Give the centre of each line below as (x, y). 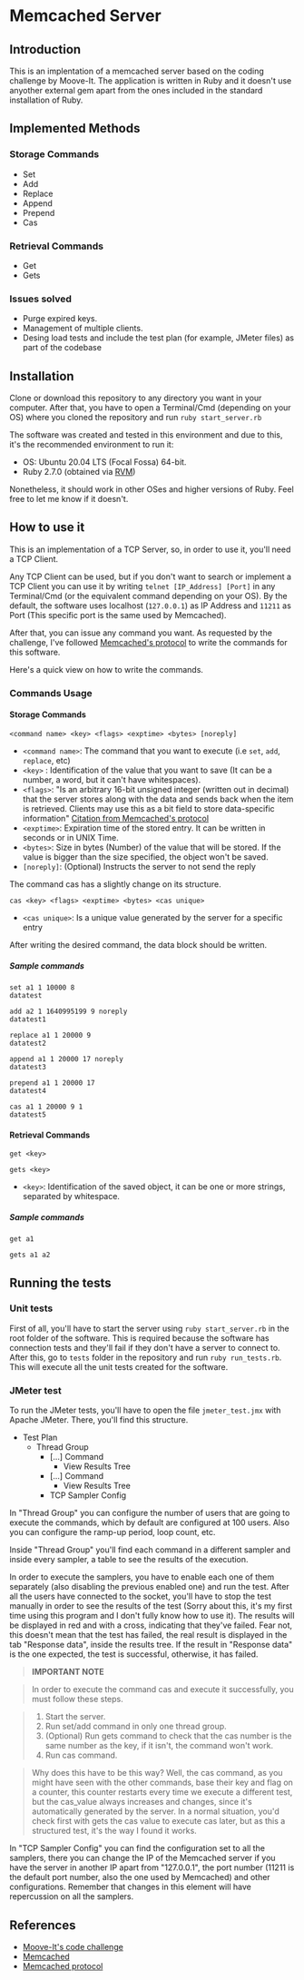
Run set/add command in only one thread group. (136, 1727)
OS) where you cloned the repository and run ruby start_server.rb (136, 418)
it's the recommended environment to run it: (92, 445)
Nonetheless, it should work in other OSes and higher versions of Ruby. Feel (152, 489)
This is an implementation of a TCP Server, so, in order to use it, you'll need (150, 549)
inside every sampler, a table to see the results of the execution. (129, 1560)
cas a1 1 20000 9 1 (46, 1107)
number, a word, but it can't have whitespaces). (112, 780)
